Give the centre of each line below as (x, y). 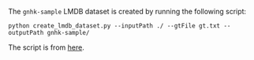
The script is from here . (46, 47)
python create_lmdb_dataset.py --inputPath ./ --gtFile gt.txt (114, 26)
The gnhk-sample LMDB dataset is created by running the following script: (127, 11)
